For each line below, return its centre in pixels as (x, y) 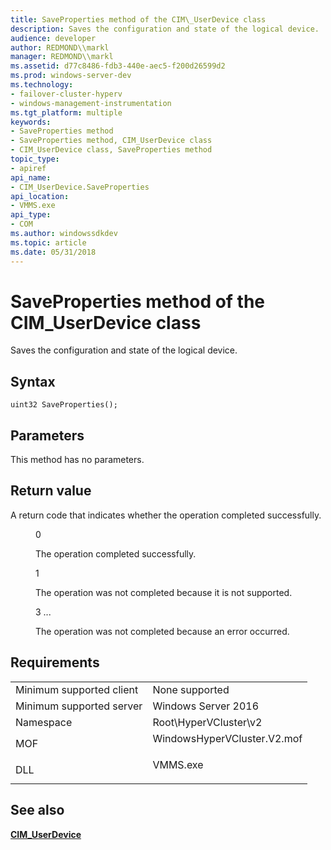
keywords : (31, 122)
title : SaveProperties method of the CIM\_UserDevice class (138, 19)
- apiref (28, 168)
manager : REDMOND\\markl (62, 57)
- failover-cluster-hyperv (66, 94)
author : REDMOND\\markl (60, 47)
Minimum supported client (77, 689)
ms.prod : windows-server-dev (71, 76)
